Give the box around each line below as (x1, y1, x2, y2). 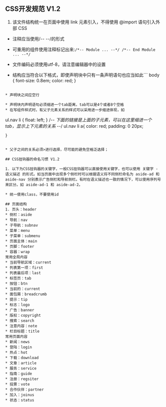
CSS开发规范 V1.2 (5, 4, 61, 13)
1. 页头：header (5, 206, 37, 212)
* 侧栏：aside (5, 212, 32, 217)
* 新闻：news (5, 339, 30, 344)
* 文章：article (5, 361, 37, 366)
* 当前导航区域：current (5, 260, 51, 265)
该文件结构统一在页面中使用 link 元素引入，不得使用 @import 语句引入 (12, 19, 156, 25)
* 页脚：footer (5, 244, 34, 249)
